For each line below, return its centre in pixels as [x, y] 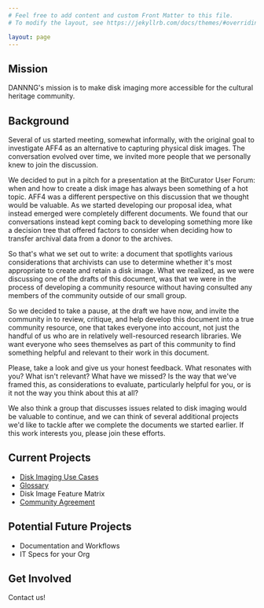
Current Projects [49, 458]
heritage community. [42, 96]
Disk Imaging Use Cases [59, 477]
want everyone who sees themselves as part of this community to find [122, 344]
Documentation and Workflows [70, 545]
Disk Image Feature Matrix [62, 493]
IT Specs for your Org [55, 554]
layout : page [29, 37]
